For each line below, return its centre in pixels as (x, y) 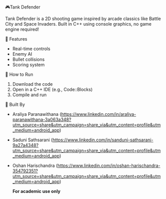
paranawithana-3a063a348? (42, 120)
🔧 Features (16, 39)
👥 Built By (15, 105)
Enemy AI (22, 54)
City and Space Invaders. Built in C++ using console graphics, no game (79, 24)
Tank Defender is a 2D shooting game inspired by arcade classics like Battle (83, 19)
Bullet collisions (28, 59)
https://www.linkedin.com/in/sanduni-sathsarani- (103, 140)
